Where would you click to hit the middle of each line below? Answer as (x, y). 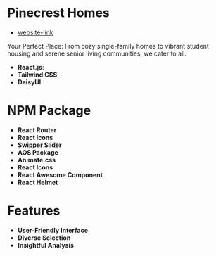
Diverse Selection (44, 238)
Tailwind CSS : (38, 75)
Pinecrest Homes (59, 13)
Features (34, 211)
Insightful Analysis (45, 245)
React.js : (31, 67)
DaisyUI (29, 82)
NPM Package (49, 111)
